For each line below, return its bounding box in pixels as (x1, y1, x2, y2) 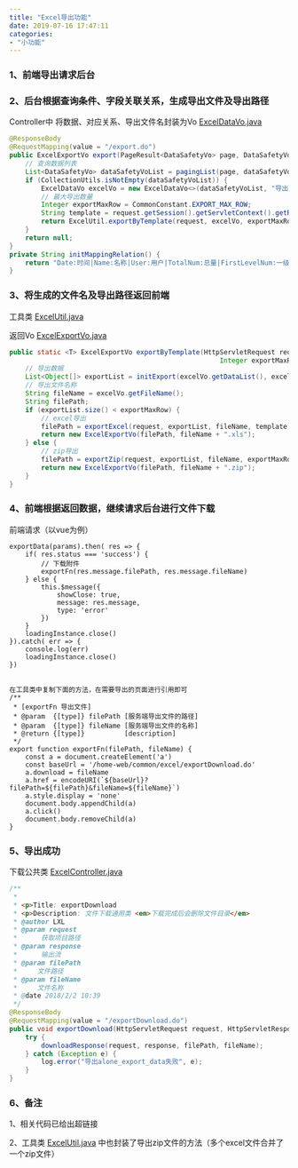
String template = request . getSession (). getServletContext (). (41, 209, 276, 218)
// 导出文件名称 (25, 381, 77, 390)
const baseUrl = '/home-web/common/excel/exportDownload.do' (25, 760, 255, 769)
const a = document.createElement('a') (25, 752, 173, 761)
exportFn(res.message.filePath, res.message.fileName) (41, 567, 248, 576)
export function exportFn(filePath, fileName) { (9, 744, 192, 753)
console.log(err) (25, 645, 90, 654)
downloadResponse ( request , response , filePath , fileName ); (41, 1041, 264, 1050)
